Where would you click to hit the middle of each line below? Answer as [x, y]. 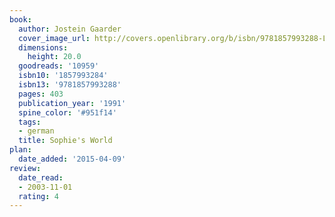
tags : [30, 122]
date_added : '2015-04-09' [72, 159]
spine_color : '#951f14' [67, 112]
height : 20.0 [54, 57]
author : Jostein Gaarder [70, 29]
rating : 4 [38, 196]
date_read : [41, 177]
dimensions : [43, 47]
